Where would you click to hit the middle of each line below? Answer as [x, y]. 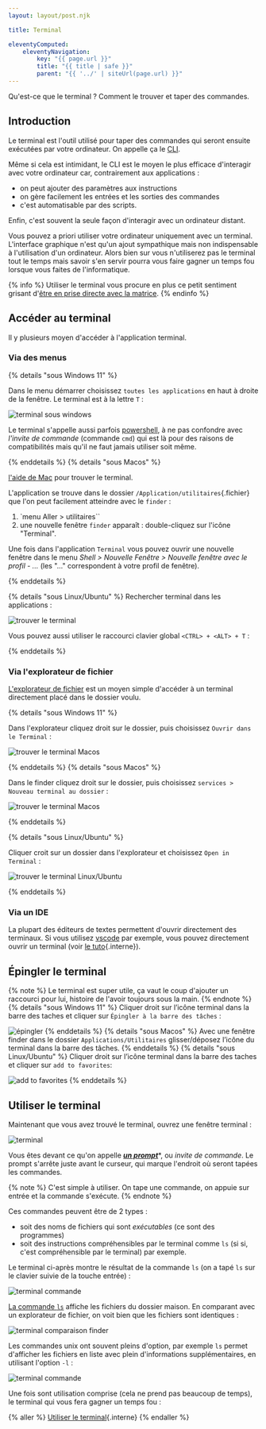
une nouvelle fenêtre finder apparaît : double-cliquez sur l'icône [125, 525]
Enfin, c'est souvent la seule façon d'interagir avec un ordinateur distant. [127, 220]
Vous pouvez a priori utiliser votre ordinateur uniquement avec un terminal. [131, 236]
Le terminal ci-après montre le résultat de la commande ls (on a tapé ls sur [132, 1268]
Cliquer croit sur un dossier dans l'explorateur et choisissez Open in [119, 853]
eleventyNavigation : [56, 52]
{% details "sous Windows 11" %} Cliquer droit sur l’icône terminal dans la [129, 1007]
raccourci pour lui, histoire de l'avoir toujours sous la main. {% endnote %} [130, 999]
